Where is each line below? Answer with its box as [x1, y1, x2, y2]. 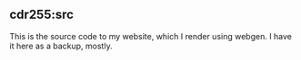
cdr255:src [9, 7, 75, 22]
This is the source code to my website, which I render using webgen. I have [9, 30, 293, 41]
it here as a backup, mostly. [9, 40, 113, 51]
